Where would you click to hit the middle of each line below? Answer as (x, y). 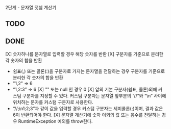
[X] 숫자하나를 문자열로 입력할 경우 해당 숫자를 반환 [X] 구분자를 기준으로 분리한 (84, 54)
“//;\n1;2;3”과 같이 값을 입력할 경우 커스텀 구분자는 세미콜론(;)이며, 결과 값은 (88, 109)
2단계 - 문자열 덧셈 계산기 (31, 7)
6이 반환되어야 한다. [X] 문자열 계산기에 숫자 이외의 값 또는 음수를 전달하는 (87, 115)
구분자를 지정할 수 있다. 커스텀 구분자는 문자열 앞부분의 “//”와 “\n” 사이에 (94, 96)
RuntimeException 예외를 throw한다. (55, 121)
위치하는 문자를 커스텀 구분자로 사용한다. (53, 102)
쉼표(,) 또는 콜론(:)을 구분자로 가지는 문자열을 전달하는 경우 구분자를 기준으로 (89, 71)
